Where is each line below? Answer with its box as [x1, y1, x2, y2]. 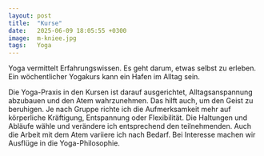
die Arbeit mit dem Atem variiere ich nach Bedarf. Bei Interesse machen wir [8, 130, 256, 140]
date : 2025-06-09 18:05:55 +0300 [8, 26, 127, 34]
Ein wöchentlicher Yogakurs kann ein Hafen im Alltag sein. [8, 72, 200, 82]
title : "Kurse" [8, 19, 62, 27]
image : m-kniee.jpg [8, 34, 78, 42]
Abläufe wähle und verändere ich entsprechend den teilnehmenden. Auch [8, 122, 252, 131]
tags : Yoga [8, 42, 52, 50]
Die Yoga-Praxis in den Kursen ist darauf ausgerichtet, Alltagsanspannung [8, 87, 254, 97]
